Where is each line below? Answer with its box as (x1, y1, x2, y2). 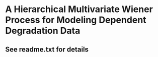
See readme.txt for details (5, 45, 89, 53)
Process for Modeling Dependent (5, 14, 147, 26)
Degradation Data (5, 25, 81, 36)
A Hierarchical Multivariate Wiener (5, 4, 153, 15)
